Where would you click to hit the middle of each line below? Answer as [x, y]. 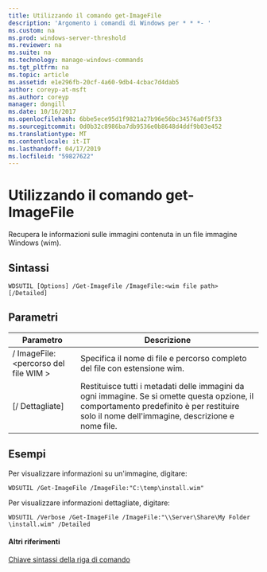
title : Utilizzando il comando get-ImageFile [85, 16]
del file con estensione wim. [133, 368]
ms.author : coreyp [39, 97]
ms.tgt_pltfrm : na [39, 68]
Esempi [27, 454]
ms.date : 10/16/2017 [43, 112]
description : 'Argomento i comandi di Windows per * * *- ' [110, 23]
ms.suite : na [30, 53]
